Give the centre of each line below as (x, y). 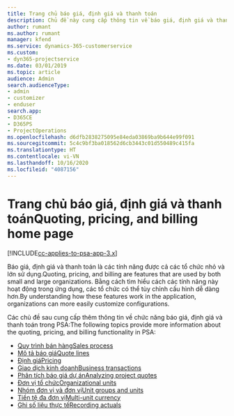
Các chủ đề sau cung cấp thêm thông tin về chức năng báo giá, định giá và (115, 317)
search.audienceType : (39, 85)
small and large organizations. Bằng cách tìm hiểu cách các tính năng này (113, 281)
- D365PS (20, 124)
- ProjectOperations (37, 131)
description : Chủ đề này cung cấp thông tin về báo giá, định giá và (110, 20)
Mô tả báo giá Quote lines (53, 352)
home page (41, 233)
